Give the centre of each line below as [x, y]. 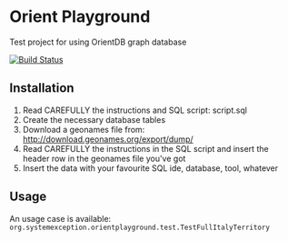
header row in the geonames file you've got [104, 158]
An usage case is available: [60, 218]
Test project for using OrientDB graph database [98, 42]
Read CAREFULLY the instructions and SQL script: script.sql [135, 110]
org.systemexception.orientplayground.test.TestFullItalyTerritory [140, 227]
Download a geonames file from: [84, 129]
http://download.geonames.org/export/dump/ [108, 139]
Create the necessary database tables [94, 119]
